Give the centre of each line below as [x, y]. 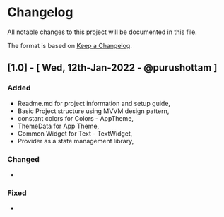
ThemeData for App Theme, [58, 126]
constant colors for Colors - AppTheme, [76, 118]
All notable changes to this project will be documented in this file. [102, 32]
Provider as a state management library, [76, 141]
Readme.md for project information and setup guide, [94, 103]
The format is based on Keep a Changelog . [70, 45]
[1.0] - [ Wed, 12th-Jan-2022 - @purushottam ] [112, 68]
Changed [24, 159]
